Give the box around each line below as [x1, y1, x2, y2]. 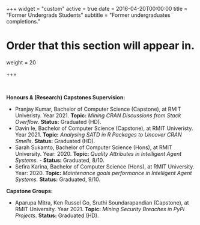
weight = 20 [6, 58, 36, 66]
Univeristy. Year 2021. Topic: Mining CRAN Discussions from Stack [14, 111, 181, 119]
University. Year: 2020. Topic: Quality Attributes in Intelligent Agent [14, 150, 182, 157]
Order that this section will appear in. [6, 39, 195, 53]
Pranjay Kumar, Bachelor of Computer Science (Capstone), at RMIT [14, 105, 181, 112]
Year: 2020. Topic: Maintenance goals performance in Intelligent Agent [14, 169, 192, 176]
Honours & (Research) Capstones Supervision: [6, 93, 126, 101]
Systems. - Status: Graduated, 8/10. [14, 156, 105, 164]
